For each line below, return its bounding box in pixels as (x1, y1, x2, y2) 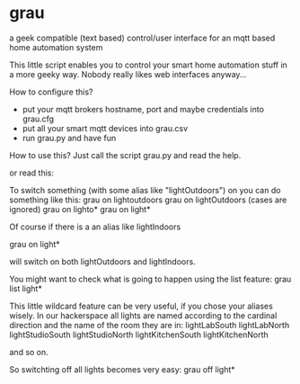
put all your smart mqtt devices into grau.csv (22, 122, 189, 133)
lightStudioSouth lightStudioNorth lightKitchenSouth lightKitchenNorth (9, 329, 269, 340)
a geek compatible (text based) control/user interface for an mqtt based (9, 32, 276, 43)
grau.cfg (22, 113, 55, 124)
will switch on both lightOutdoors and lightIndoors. (9, 255, 196, 267)
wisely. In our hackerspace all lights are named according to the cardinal (9, 309, 278, 321)
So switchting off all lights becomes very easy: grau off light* (9, 363, 235, 375)
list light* (9, 282, 42, 294)
